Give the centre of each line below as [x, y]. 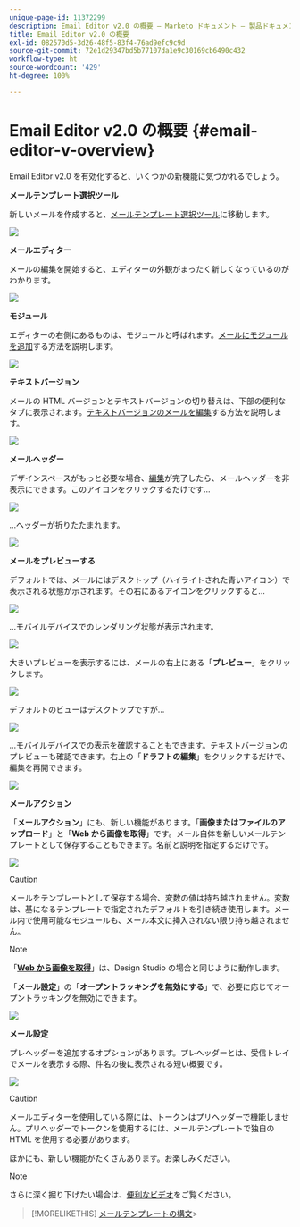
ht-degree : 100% [39, 76]
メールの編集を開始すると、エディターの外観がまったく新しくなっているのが [150, 268]
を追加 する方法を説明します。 [64, 346]
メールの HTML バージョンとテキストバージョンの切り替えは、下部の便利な [147, 401]
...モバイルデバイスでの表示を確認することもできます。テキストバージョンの [149, 745]
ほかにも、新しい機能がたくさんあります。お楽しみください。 [122, 1158]
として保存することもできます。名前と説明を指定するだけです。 [157, 844]
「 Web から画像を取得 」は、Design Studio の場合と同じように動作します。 [147, 968]
